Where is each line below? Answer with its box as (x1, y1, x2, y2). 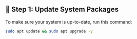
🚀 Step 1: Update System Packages (5, 5, 119, 14)
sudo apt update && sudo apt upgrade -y (5, 29, 93, 34)
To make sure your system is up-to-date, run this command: (5, 18, 132, 25)
